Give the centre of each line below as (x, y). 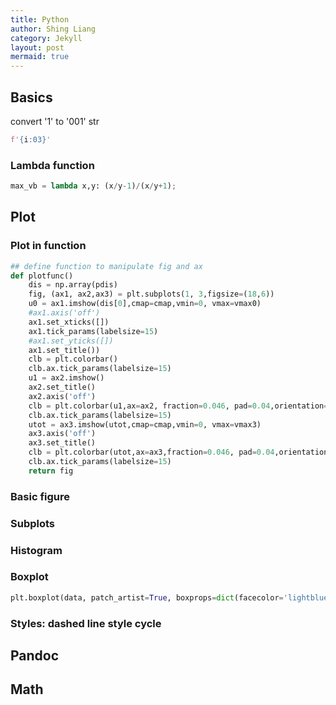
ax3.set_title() (62, 443)
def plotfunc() (42, 276)
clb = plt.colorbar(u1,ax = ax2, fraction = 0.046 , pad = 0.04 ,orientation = (178, 406)
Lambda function (52, 165)
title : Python (40, 19)
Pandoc (35, 656)
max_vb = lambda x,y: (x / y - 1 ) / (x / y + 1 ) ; (93, 186)
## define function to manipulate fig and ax (106, 266)
